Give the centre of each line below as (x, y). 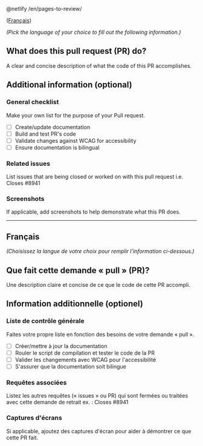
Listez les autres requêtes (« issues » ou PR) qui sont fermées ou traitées (97, 396)
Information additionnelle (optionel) (75, 304)
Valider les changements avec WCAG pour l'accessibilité (85, 359)
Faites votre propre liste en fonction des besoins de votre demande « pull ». (100, 334)
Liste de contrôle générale (45, 321)
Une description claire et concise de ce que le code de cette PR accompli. (98, 284)
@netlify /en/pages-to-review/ (44, 9)
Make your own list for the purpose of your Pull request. (76, 115)
